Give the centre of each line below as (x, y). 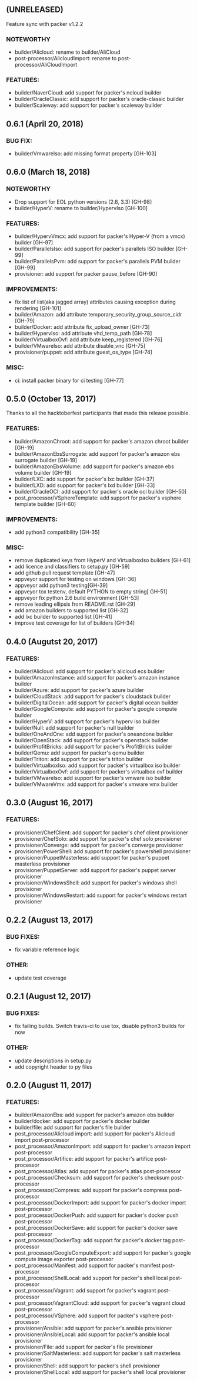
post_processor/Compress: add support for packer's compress (91, 1190)
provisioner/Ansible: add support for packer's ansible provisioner (93, 1328)
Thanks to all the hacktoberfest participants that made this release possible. (98, 413)
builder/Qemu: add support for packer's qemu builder (79, 753)
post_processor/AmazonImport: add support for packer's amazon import (103, 1146)
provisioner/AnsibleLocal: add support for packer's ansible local (92, 1334)
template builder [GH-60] (45, 504)
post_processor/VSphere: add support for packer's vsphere (87, 1315)
